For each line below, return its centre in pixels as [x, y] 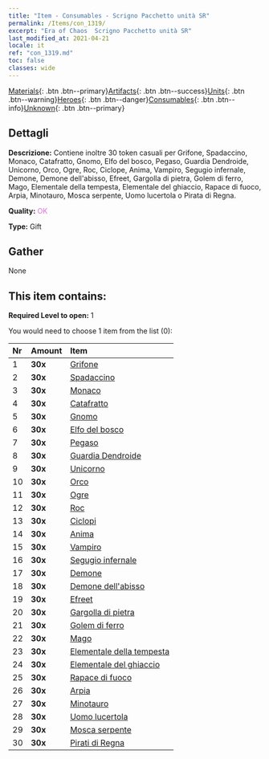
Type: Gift [25, 226]
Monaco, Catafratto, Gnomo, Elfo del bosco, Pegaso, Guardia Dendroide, [128, 161]
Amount [47, 351]
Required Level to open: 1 [51, 316]
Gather [26, 251]
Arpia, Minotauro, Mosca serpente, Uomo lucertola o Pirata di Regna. [122, 195]
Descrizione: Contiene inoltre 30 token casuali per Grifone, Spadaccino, [128, 153]
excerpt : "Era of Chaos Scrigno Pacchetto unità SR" [100, 31]
